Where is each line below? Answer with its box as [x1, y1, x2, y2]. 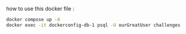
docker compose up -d [6, 17, 60, 23]
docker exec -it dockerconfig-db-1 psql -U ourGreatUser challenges [6, 22, 181, 28]
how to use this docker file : [6, 5, 75, 12]
